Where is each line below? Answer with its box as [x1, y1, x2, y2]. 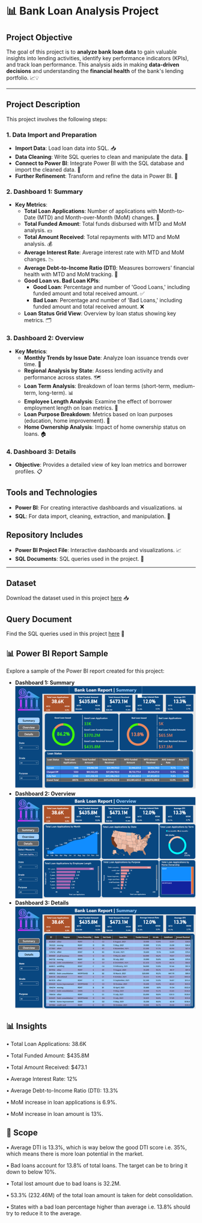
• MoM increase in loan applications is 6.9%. [6, 1098, 117, 1106]
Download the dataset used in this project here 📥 [6, 594, 129, 602]
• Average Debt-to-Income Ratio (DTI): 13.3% [6, 1087, 118, 1094]
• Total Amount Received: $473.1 [6, 1063, 87, 1071]
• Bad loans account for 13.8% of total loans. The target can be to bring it [6, 1162, 188, 1169]
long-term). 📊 [38, 389, 74, 396]
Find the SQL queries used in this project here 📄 [6, 630, 125, 638]
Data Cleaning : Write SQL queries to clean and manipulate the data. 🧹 [14, 154, 188, 161]
